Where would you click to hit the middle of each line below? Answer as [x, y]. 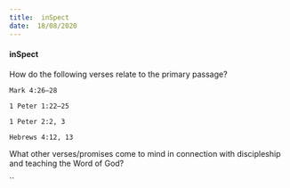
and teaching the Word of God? [67, 163]
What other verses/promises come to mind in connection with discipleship [145, 153]
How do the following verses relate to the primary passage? [119, 74]
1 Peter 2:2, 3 [37, 121]
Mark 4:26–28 [33, 90]
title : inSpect [39, 17]
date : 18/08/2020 [43, 26]
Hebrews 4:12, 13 [41, 137]
